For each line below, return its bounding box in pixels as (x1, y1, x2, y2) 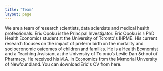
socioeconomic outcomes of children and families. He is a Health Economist (5, 46, 158, 52)
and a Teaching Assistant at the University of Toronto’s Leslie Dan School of (5, 51, 158, 56)
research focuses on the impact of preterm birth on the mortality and (5, 40, 143, 46)
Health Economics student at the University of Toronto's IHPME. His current (5, 35, 157, 41)
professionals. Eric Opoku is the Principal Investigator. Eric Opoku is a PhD (5, 30, 155, 36)
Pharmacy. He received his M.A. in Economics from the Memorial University (5, 56, 158, 62)
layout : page (5, 12, 32, 17)
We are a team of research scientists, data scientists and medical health (5, 25, 150, 31)
